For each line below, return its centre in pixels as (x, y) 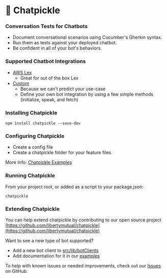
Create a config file (33, 147)
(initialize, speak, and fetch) (49, 99)
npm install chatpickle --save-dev (43, 123)
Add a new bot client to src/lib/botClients (55, 250)
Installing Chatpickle (31, 113)
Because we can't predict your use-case (63, 89)
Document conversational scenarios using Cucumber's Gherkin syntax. (87, 37)
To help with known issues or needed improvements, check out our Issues (83, 266)
